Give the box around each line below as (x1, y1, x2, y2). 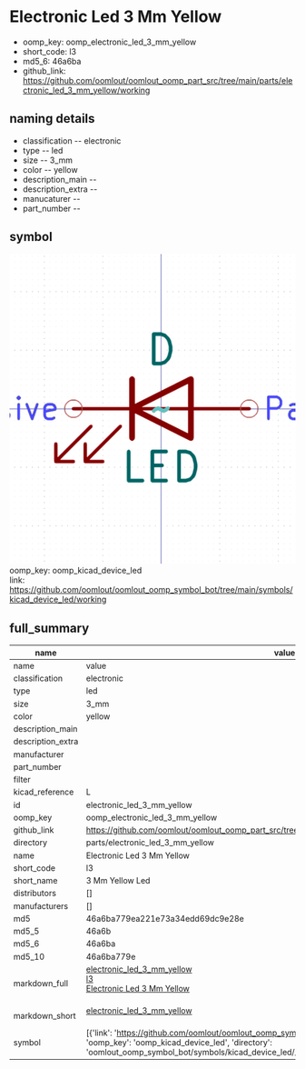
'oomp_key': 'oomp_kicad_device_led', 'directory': (85, 1037, 272, 1048)
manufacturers (13, 900, 69, 911)
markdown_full (13, 978, 69, 989)
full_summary (9, 620, 90, 635)
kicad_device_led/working (9, 594, 107, 605)
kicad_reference (13, 786, 74, 797)
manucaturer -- (22, 193, 81, 204)
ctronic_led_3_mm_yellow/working (22, 85, 151, 95)
